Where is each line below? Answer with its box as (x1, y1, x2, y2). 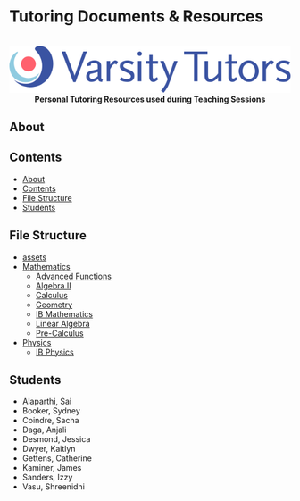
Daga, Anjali (21, 424, 67, 435)
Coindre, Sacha (21, 415, 79, 426)
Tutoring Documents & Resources (9, 6, 264, 27)
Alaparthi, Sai (21, 396, 72, 407)
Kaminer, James (21, 463, 82, 473)
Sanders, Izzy (21, 472, 73, 483)
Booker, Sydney (21, 405, 80, 416)
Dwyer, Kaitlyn (21, 444, 76, 455)
